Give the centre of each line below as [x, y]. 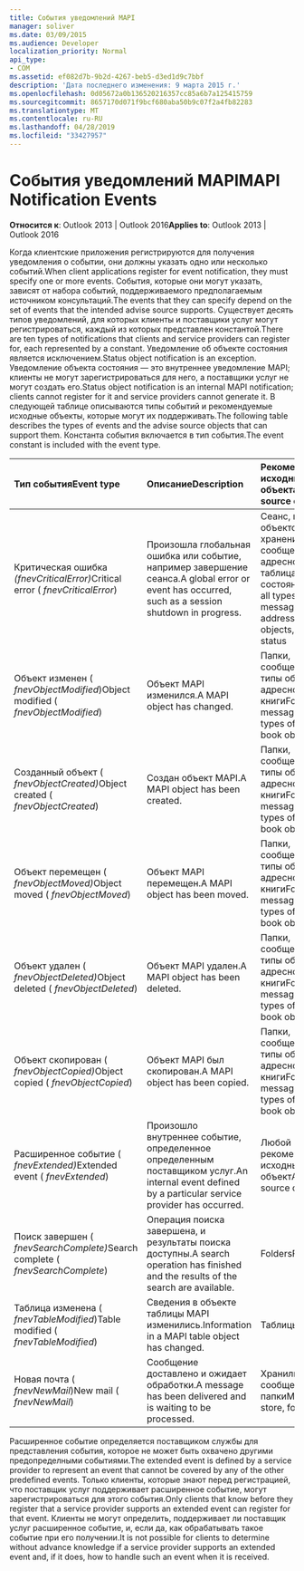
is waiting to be [179, 1407]
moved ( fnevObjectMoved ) [72, 894]
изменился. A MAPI [187, 695]
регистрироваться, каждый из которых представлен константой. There [147, 329]
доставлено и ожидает [196, 1373]
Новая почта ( [44, 1379]
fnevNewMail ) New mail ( [66, 1390]
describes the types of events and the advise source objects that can [138, 425]
